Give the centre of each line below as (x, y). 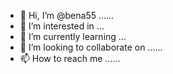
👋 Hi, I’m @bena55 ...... (67, 15)
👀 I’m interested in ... (62, 26)
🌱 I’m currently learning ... (73, 36)
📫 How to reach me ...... (70, 58)
